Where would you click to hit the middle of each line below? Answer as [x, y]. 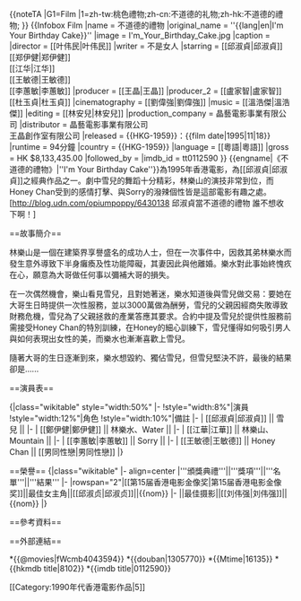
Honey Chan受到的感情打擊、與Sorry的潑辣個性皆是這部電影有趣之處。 [140, 192]
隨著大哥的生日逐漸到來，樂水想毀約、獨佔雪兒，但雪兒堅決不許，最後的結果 [150, 357]
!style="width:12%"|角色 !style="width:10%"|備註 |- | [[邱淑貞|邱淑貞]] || [142, 418]
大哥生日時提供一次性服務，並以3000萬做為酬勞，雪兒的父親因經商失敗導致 [149, 305]
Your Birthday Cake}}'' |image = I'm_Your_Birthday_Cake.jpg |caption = [140, 35]
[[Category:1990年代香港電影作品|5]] [77, 587]
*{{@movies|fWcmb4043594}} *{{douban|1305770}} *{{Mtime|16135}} [141, 559]
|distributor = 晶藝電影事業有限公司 [84, 124]
